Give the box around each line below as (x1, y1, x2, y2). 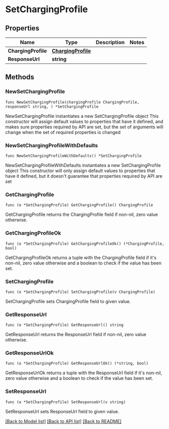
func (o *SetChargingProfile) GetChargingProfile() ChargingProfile (5, 203, 153, 208)
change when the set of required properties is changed (5, 129, 121, 135)
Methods (5, 73, 35, 82)
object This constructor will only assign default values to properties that (5, 168, 156, 174)
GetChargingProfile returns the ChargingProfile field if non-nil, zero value (5, 212, 158, 218)
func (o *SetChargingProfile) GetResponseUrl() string (5, 322, 124, 328)
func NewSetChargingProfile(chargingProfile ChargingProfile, (5, 100, 140, 105)
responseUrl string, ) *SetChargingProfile (5, 104, 99, 109)
